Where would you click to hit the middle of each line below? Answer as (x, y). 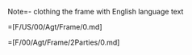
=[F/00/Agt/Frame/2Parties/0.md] (64, 42)
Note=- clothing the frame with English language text (96, 12)
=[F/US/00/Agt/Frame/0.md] (55, 27)
